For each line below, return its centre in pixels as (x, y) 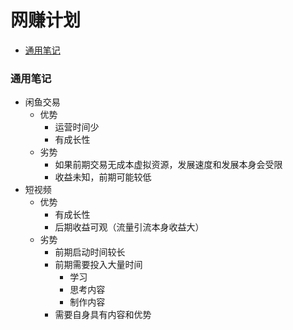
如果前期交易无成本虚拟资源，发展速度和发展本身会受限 (168, 165)
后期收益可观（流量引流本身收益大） (129, 227)
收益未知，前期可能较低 (103, 177)
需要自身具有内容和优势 (103, 315)
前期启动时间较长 (90, 252)
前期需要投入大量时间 (98, 265)
